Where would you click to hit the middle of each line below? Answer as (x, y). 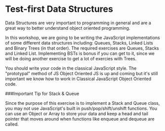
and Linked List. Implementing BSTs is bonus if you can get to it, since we (80, 53)
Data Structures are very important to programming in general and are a (78, 23)
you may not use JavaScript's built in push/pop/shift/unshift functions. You (81, 108)
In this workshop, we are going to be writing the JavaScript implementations (83, 38)
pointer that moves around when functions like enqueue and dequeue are (80, 119)
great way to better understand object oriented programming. (68, 28)
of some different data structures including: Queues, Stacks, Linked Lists (79, 43)
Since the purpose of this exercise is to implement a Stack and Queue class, (82, 103)
